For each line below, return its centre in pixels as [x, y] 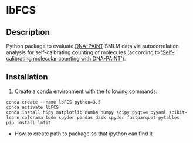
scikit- [178, 112]
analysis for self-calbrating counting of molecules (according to [83, 52]
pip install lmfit [28, 122]
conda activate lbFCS [33, 107]
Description [28, 32]
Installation [27, 77]
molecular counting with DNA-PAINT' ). [79, 59]
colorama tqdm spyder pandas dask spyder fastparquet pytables [101, 117]
